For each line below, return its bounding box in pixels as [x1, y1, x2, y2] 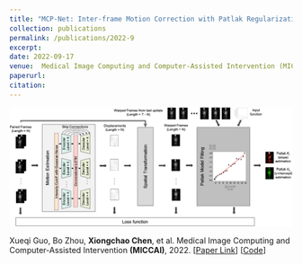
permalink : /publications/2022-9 [9, 33, 135, 42]
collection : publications [9, 23, 106, 33]
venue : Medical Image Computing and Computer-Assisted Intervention [9, 62, 276, 71]
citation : [9, 81, 47, 90]
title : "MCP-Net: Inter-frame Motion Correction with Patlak [9, 14, 244, 23]
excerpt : [9, 43, 42, 52]
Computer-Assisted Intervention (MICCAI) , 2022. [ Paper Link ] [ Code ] [9, 244, 267, 255]
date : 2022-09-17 [9, 52, 75, 62]
